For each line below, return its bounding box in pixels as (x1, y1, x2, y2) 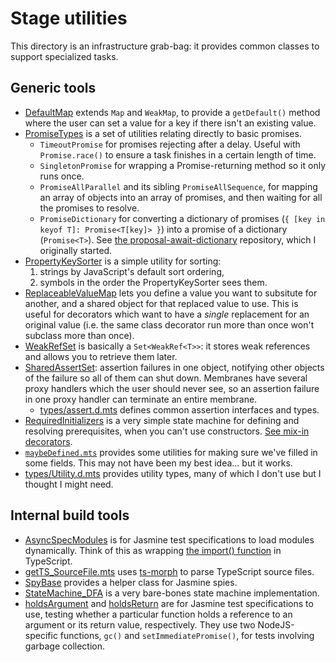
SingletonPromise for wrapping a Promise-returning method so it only (39, 159, 327, 171)
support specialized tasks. (10, 50, 119, 62)
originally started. (39, 244, 113, 256)
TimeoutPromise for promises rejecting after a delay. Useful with (39, 138, 301, 150)
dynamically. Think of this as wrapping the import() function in (24, 544, 282, 556)
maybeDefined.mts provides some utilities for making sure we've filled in (24, 446, 318, 458)
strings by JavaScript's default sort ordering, (39, 265, 225, 277)
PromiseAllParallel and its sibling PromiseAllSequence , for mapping (39, 180, 318, 192)
